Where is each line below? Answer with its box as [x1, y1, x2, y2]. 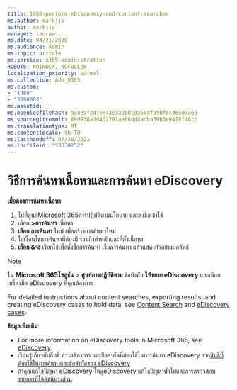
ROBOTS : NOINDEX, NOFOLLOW [7, 63, 87, 70]
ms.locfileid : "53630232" [7, 143, 83, 150]
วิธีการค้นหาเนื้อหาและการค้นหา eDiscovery [7, 173, 224, 189]
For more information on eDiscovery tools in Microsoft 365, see [17, 336, 202, 345]
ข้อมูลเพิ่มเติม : [7, 322, 40, 330]
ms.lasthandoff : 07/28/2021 [7, 135, 91, 143]
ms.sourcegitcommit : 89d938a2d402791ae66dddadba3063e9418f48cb [7, 116, 198, 123]
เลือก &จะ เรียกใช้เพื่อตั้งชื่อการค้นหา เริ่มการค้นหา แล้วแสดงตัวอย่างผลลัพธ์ [17, 243, 190, 252]
